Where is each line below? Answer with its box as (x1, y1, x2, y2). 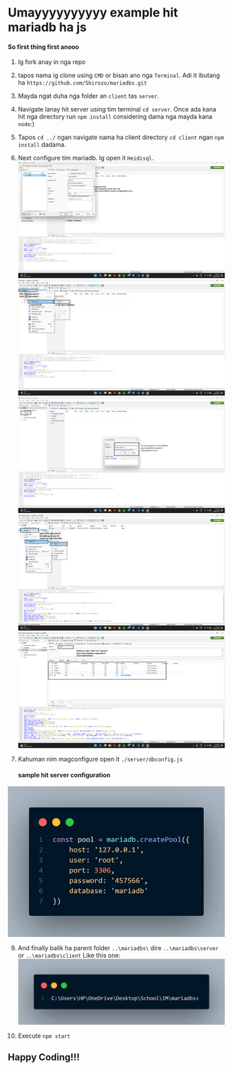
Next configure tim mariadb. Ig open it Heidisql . (17, 154, 154, 162)
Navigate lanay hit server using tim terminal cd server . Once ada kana (17, 105, 217, 114)
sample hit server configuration (17, 770, 111, 779)
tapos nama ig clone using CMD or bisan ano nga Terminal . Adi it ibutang (17, 71, 220, 80)
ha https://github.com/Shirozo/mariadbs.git (17, 78, 147, 87)
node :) (17, 120, 35, 128)
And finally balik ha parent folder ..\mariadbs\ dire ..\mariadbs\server (17, 943, 219, 952)
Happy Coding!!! (8, 1051, 80, 1063)
